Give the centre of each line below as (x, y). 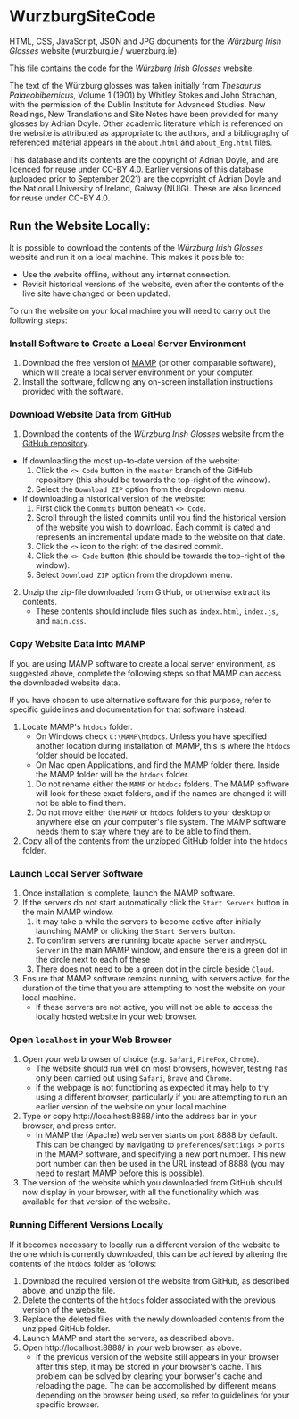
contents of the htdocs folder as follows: (83, 1263)
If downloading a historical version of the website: (114, 499)
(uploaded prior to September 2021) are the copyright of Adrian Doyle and (145, 178)
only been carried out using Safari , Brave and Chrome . (133, 1078)
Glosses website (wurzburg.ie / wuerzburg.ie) (93, 50)
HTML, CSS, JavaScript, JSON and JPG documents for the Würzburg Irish (145, 41)
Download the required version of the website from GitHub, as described (156, 1280)
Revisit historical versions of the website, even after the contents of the (153, 284)
